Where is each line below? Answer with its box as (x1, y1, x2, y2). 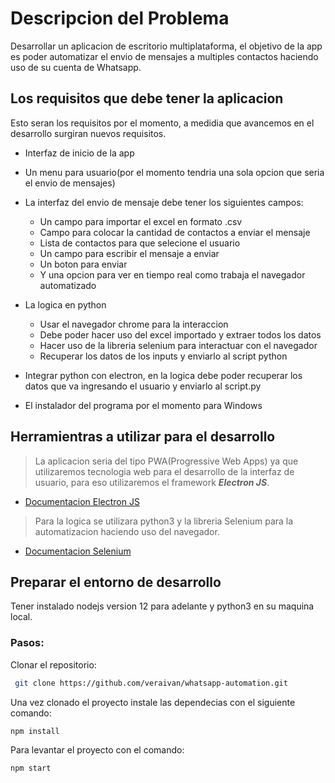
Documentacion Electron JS (24, 495, 140, 507)
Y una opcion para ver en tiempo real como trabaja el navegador (39, 268, 306, 281)
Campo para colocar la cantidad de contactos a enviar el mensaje (39, 226, 311, 238)
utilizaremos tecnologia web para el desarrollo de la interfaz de (34, 465, 295, 477)
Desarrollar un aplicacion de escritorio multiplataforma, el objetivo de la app (10, 40, 323, 52)
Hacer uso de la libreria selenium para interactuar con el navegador (39, 339, 318, 351)
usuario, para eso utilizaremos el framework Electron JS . (34, 476, 270, 488)
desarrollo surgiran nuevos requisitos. (10, 127, 167, 139)
